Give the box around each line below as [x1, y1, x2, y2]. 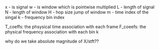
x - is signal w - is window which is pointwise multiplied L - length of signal [5, 4, 155, 10]
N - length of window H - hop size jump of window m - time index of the [5, 9, 149, 15]
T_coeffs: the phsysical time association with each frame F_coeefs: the [5, 24, 146, 30]
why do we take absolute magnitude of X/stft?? [5, 38, 99, 44]
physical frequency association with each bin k [5, 29, 99, 34]
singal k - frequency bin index [5, 15, 64, 20]
